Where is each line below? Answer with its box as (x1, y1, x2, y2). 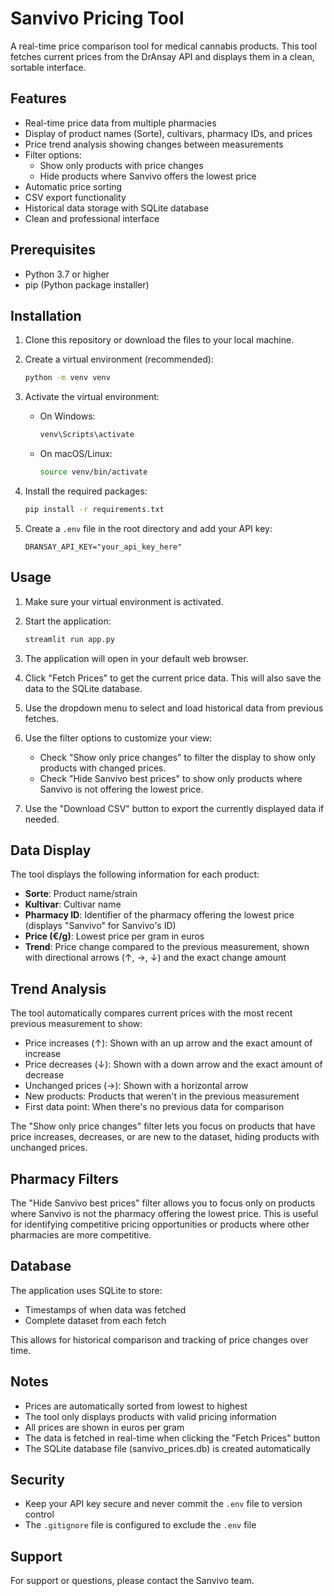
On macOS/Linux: (39, 448, 113, 460)
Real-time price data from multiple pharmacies (24, 117, 217, 129)
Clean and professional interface (24, 212, 160, 224)
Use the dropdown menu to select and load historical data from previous (24, 702, 324, 714)
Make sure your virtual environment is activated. (24, 595, 224, 607)
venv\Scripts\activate (39, 430, 135, 440)
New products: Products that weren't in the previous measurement (24, 1090, 300, 1102)
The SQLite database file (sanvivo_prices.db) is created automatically (24, 1442, 312, 1454)
